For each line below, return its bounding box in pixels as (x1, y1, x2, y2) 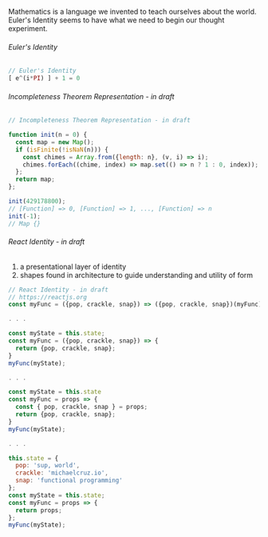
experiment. (8, 24, 48, 33)
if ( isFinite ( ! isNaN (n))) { (15, 146, 109, 154)
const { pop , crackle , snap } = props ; (15, 403, 148, 411)
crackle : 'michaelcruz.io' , (15, 469, 109, 477)
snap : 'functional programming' (15, 476, 124, 485)
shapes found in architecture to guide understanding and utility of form (19, 270, 254, 279)
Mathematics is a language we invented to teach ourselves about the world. (8, 7, 257, 16)
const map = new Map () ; (15, 138, 94, 146)
